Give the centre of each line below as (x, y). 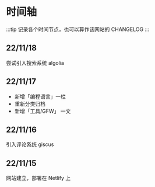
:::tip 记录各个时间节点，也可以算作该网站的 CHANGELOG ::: (78, 29)
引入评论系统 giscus (30, 144)
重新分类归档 (30, 103)
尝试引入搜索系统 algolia (35, 63)
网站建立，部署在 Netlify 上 (38, 178)
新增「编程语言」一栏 (40, 96)
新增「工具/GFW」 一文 (43, 111)
